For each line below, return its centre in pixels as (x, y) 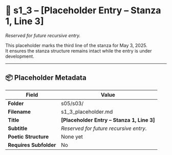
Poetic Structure (28, 137)
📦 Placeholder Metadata (46, 78)
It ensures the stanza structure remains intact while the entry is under (79, 51)
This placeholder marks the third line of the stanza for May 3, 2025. (76, 45)
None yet (72, 137)
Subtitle (18, 128)
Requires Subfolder (32, 145)
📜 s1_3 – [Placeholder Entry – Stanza (83, 10)
